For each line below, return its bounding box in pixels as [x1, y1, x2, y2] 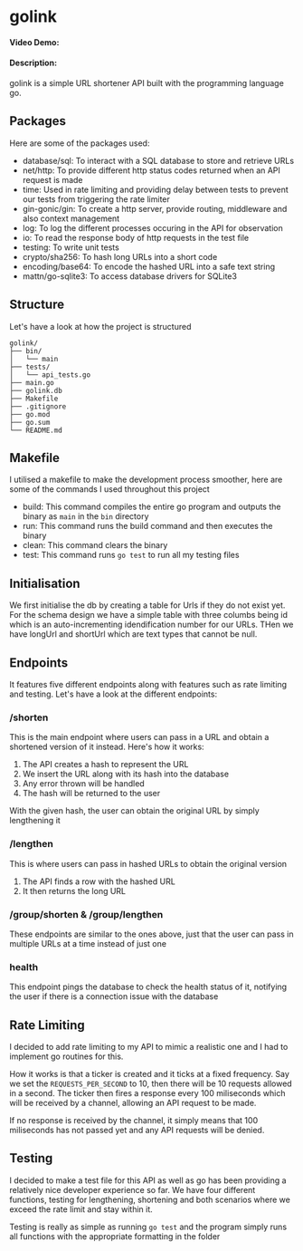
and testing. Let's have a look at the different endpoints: [9, 688, 218, 699]
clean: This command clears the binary [22, 540, 168, 551]
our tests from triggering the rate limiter [22, 193, 170, 205]
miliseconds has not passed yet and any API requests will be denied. [9, 1125, 265, 1136]
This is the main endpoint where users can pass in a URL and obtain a [9, 732, 270, 743]
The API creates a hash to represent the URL [22, 759, 189, 770]
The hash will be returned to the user [22, 788, 161, 799]
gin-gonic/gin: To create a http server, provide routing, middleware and [22, 203, 288, 214]
